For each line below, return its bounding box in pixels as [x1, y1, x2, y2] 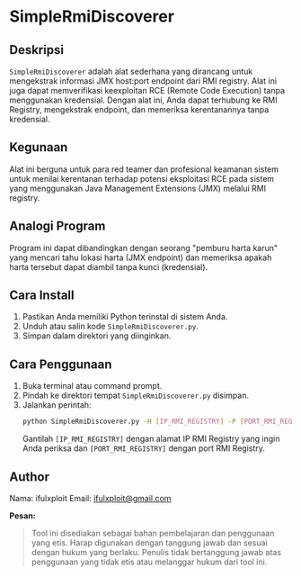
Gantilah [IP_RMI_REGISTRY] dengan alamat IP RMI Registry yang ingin [22, 434, 280, 445]
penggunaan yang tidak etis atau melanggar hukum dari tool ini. [31, 556, 268, 567]
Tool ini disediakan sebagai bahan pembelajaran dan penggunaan [31, 527, 275, 538]
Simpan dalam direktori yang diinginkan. [22, 330, 172, 341]
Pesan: [9, 510, 36, 521]
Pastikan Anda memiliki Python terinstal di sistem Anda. [22, 311, 228, 322]
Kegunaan [9, 139, 68, 155]
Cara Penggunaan [9, 356, 112, 372]
